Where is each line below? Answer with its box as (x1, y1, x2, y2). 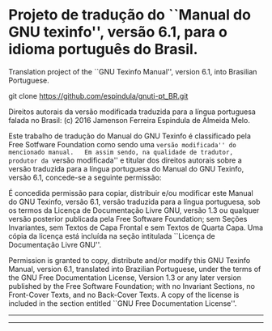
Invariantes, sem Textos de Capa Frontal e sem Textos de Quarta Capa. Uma (8, 223, 264, 232)
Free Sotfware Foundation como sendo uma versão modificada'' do (8, 139, 236, 149)
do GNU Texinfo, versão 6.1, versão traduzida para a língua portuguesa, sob (8, 197, 261, 206)
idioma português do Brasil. (8, 40, 198, 58)
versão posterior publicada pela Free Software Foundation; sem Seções (8, 214, 248, 223)
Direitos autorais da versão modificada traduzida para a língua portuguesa (8, 107, 257, 117)
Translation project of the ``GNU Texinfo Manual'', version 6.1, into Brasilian (8, 66, 257, 76)
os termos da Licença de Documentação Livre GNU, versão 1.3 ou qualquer (8, 205, 260, 215)
